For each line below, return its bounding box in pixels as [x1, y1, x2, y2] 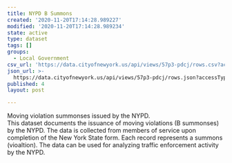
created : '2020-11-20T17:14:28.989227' [7, 17, 122, 23]
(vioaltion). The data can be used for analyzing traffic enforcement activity [7, 141, 219, 149]
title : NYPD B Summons [7, 10, 72, 17]
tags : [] [7, 42, 32, 49]
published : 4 [7, 80, 45, 87]
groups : [7, 49, 30, 56]
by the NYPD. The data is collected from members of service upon [7, 127, 197, 135]
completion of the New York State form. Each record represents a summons [7, 133, 223, 142]
